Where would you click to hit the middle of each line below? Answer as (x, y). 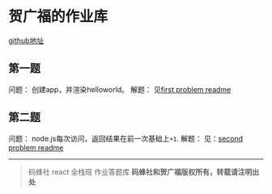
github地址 (26, 40)
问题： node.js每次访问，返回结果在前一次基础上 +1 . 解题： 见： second (126, 138)
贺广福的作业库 (58, 17)
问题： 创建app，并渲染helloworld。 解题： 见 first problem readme (120, 89)
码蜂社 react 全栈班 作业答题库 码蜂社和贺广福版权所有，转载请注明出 (144, 171)
